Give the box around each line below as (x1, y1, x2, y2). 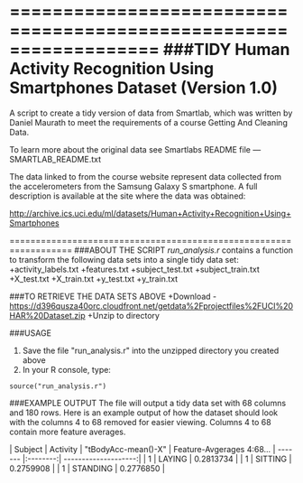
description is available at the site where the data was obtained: (9, 190, 246, 201)
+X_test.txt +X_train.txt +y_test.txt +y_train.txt (9, 273, 179, 284)
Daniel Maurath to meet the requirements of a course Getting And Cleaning (9, 116, 289, 127)
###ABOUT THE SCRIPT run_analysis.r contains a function (74, 245, 294, 255)
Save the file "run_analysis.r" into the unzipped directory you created (22, 345, 280, 356)
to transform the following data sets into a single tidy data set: (9, 254, 239, 265)
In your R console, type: (22, 364, 111, 375)
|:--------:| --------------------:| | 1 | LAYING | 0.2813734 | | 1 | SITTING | (22, 453, 292, 464)
